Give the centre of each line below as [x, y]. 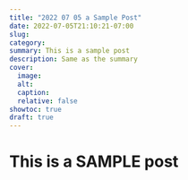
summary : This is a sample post [69, 51]
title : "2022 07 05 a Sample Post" [76, 17]
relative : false [47, 101]
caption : [34, 92]
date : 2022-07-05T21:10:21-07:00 [72, 26]
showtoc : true [36, 109]
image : [30, 76]
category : [28, 43]
